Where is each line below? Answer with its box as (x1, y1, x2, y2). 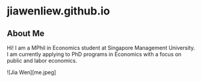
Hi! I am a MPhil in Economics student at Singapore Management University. (7, 44, 195, 51)
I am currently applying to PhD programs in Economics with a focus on (7, 51, 182, 58)
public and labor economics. (7, 57, 78, 64)
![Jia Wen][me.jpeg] (7, 69, 57, 76)
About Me (7, 28, 45, 39)
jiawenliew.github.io (7, 4, 110, 18)
